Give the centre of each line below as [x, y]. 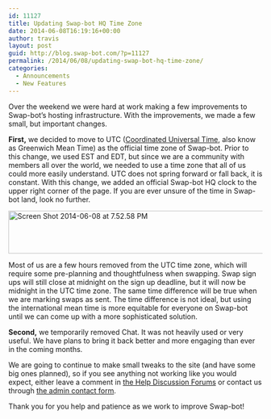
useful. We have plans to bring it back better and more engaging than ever [132, 341]
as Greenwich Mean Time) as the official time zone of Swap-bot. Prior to [129, 148]
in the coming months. [46, 349]
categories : [28, 69]
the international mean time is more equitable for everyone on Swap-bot [128, 308]
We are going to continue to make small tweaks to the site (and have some [132, 365]
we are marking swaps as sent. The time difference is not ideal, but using [130, 299]
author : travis [34, 38]
